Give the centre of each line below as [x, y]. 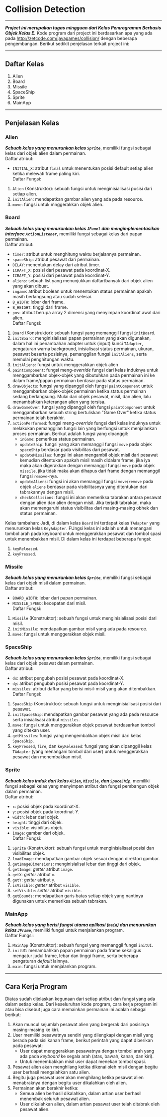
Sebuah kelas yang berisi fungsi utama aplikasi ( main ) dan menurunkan [81, 925]
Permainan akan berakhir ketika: [45, 1088]
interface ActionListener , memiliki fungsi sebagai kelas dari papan [74, 234]
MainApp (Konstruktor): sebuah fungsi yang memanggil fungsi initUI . [83, 945]
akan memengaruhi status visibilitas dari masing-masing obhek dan [89, 508]
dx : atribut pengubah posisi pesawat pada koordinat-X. [68, 678]
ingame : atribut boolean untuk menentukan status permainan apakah [82, 291]
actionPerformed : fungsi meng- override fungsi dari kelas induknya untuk [86, 423]
